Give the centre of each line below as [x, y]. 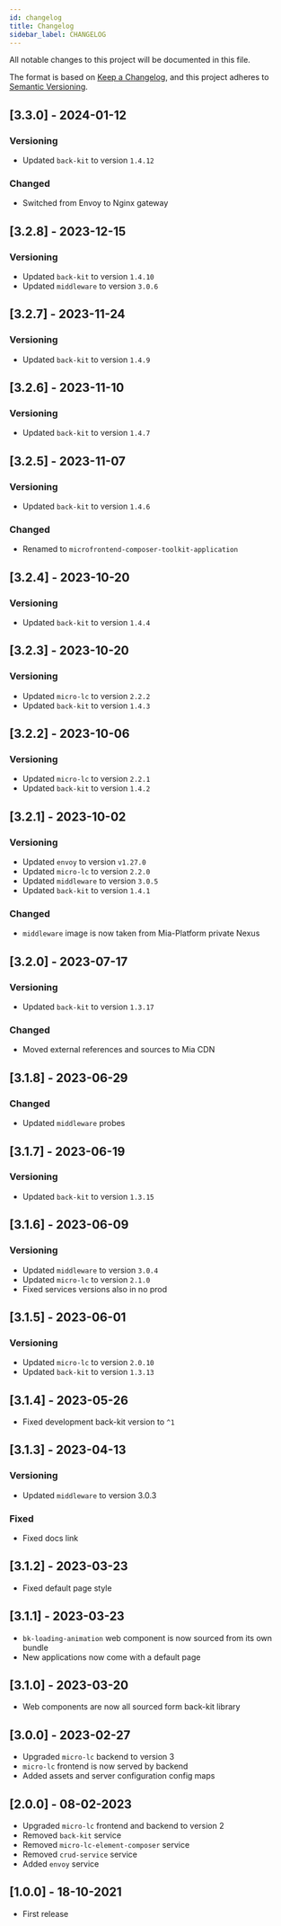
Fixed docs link [50, 1538]
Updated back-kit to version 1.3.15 [88, 1196]
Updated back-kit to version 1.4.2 [86, 788]
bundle [35, 1647]
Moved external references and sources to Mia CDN [119, 1050]
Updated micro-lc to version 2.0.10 [88, 1362]
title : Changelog [42, 26]
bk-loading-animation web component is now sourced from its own [147, 1638]
